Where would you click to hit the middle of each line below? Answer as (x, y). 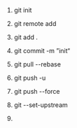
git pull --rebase (37, 64)
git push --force (37, 91)
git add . (26, 37)
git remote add (35, 23)
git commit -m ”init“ (42, 51)
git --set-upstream (41, 105)
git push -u (30, 78)
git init (23, 10)
